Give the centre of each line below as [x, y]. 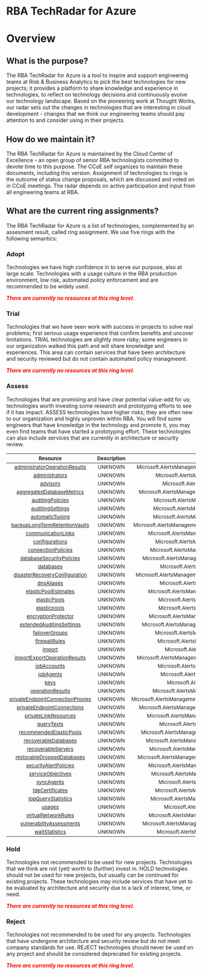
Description [112, 458]
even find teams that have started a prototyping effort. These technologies [99, 431]
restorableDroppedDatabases [50, 757]
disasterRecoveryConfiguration [50, 575]
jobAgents [50, 674]
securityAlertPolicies [50, 765]
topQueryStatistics [50, 798]
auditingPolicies [50, 500]
